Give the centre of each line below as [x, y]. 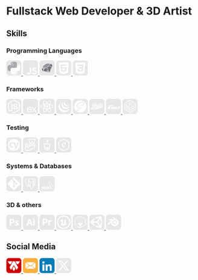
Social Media [31, 247]
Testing [18, 128]
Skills [17, 33]
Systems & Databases [39, 166]
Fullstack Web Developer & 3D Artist [99, 11]
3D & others [24, 205]
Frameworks [25, 89]
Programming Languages [44, 51]
